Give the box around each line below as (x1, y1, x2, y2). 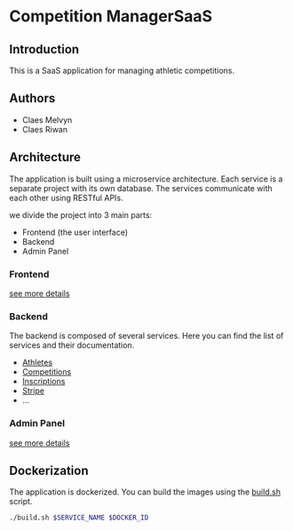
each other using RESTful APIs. (9, 192, 123, 203)
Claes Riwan (21, 124, 68, 134)
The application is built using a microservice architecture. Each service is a (9, 173, 283, 184)
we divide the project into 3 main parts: (9, 209, 153, 220)
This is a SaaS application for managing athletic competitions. (9, 65, 235, 76)
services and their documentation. (9, 340, 135, 350)
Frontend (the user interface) (21, 227, 129, 237)
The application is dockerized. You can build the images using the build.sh (9, 487, 281, 497)
